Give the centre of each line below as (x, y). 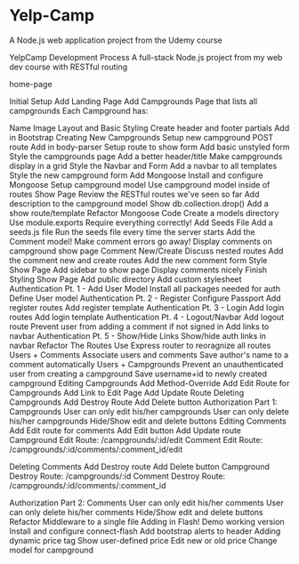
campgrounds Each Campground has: (79, 110)
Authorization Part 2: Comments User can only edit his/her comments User (146, 503)
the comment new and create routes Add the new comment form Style (138, 260)
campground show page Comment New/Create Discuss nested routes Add (146, 251)
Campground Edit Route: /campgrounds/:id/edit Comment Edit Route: (136, 439)
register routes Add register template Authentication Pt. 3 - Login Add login (147, 307)
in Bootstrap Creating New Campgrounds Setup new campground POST (141, 137)
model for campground (52, 550)
